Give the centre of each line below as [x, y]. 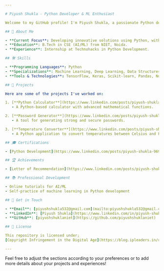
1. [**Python [18, 103]
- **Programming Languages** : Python [43, 67]
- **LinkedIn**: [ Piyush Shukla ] [39, 213]
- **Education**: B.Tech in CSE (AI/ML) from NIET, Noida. [66, 45]
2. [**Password [20, 116]
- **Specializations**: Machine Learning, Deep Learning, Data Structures [83, 71]
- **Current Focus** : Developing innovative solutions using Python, [77, 40]
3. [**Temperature [24, 129]
